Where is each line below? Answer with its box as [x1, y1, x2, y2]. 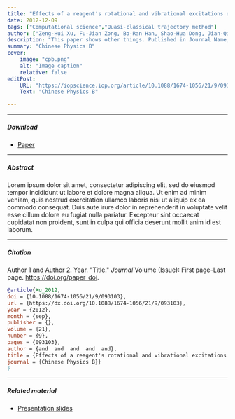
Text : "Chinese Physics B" [20, 88, 99, 95]
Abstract [7, 163, 34, 172]
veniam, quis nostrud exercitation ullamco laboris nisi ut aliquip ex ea [7, 195, 206, 204]
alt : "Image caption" [20, 62, 83, 69]
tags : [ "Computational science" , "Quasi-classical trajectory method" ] [7, 23, 218, 30]
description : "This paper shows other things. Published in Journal [7, 36, 211, 43]
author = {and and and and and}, [7, 345, 117, 352]
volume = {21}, [7, 326, 52, 333]
